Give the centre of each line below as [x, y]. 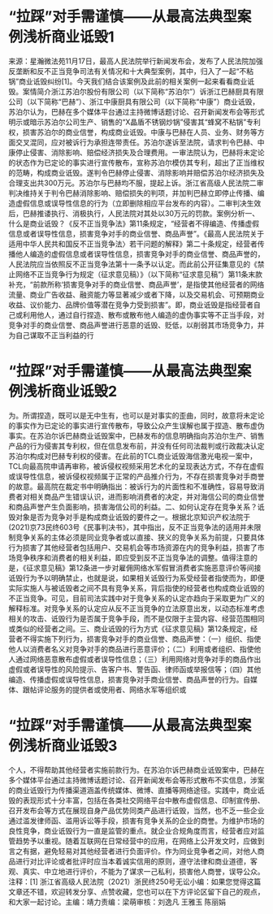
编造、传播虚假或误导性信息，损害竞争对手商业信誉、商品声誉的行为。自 [129, 679]
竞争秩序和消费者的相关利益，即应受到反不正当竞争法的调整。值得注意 [132, 557]
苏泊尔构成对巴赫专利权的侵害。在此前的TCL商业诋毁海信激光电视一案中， [133, 456]
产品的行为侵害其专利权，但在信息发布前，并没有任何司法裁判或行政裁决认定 [136, 446]
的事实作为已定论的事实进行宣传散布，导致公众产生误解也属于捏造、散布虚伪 [136, 425]
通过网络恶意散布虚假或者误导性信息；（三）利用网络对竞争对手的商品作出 [138, 659]
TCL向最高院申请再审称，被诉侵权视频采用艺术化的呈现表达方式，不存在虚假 [136, 466]
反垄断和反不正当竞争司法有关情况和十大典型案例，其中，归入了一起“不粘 [131, 71]
